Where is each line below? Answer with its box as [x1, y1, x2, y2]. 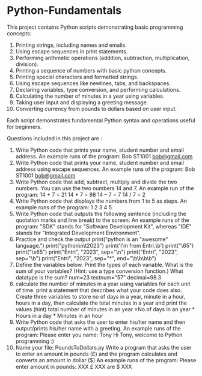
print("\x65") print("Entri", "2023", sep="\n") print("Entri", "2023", [15, 248, 179, 255]
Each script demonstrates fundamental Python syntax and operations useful [7, 116, 195, 124]
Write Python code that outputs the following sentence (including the [15, 210, 186, 217]
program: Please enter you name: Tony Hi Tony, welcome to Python [15, 331, 183, 338]
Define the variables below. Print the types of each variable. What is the [15, 261, 194, 268]
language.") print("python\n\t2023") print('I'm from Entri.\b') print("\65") [15, 242, 194, 249]
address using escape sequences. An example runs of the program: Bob [15, 166, 195, 173]
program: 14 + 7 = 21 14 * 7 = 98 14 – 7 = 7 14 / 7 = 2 [15, 191, 146, 198]
